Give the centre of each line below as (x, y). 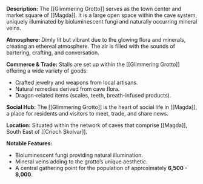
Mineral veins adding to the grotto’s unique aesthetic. (81, 162)
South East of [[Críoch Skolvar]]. (47, 132)
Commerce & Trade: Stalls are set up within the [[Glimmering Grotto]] (93, 64)
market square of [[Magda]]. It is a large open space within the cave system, (102, 15)
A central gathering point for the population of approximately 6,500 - (101, 168)
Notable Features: (29, 143)
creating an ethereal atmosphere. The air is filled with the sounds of (91, 46)
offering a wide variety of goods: (47, 71)
